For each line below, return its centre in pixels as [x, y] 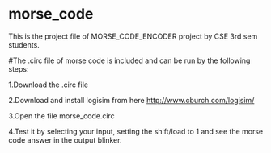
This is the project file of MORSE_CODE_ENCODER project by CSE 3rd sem [133, 36]
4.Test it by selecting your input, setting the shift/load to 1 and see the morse [136, 131]
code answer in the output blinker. [65, 140]
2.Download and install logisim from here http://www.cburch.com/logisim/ [131, 100]
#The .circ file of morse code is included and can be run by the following [129, 60]
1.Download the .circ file [49, 85]
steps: [19, 68]
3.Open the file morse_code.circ [61, 116]
